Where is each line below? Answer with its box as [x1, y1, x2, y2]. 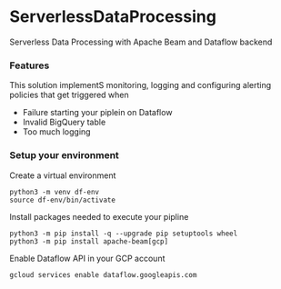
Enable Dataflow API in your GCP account [9, 253, 166, 264]
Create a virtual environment [9, 170, 116, 181]
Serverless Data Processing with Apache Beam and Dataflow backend [9, 36, 273, 47]
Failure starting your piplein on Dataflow [22, 107, 173, 118]
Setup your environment [9, 149, 120, 162]
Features [9, 59, 50, 72]
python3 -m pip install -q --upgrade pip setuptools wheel [9, 229, 238, 238]
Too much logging [22, 126, 91, 137]
